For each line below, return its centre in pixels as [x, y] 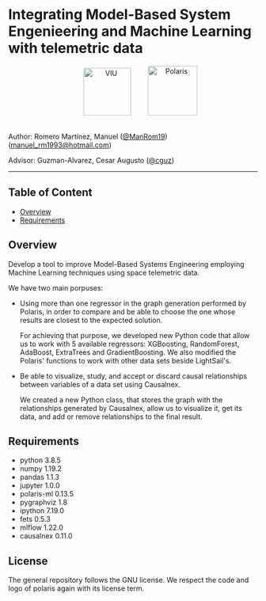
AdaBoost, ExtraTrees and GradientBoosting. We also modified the [128, 352]
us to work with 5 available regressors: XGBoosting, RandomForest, [129, 344]
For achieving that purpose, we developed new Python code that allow [135, 335]
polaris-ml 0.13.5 [46, 494]
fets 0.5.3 [35, 519]
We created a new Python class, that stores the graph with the [121, 399]
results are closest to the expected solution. [91, 320]
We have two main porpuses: [56, 287]
